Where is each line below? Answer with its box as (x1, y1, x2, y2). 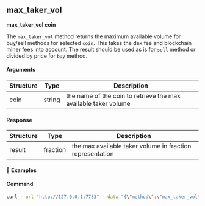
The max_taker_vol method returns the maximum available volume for (6, 33, 181, 40)
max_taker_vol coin (6, 21, 56, 28)
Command (6, 180, 34, 188)
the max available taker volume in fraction (71, 142, 192, 151)
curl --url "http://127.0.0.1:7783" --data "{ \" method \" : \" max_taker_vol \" (6, 194, 203, 200)
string (43, 95, 60, 104)
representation (71, 149, 114, 158)
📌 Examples (6, 167, 37, 174)
